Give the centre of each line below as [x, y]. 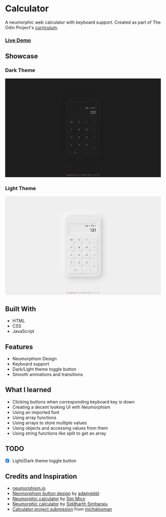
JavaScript [23, 332]
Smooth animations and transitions [47, 374]
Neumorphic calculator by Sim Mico [49, 499]
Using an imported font [36, 412]
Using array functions [34, 417]
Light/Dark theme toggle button [44, 461]
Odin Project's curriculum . [32, 27]
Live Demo [18, 40]
